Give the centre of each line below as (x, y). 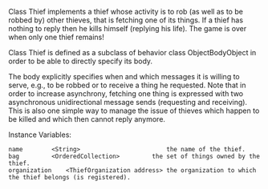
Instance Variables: (40, 135)
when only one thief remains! (56, 37)
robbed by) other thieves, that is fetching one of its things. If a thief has (126, 20)
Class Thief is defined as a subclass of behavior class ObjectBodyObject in (132, 52)
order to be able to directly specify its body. (81, 61)
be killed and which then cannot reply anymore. (87, 119)
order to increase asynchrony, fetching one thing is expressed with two (126, 94)
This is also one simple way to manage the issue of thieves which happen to (134, 111)
